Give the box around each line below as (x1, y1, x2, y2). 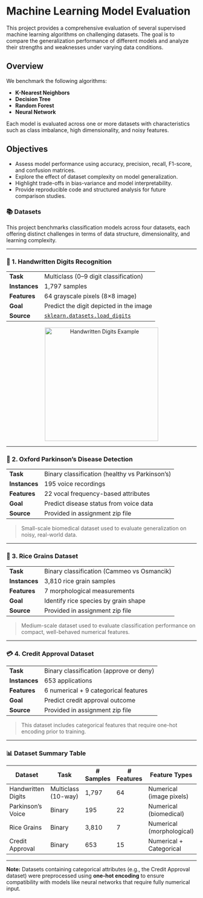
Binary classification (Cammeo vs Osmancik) (44, 567, 172, 575)
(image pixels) (148, 792, 189, 801)
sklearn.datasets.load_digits (44, 312, 131, 319)
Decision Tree (14, 95, 51, 102)
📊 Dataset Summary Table (6, 749, 86, 758)
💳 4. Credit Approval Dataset (6, 649, 94, 658)
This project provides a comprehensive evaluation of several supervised (6, 24, 186, 31)
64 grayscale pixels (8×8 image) (44, 292, 137, 300)
